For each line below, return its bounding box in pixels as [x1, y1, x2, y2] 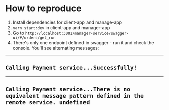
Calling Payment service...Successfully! [5, 64, 137, 71]
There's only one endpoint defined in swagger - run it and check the [12, 39, 154, 45]
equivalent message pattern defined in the [5, 92, 144, 100]
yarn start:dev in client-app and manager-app [12, 24, 110, 30]
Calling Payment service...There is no [5, 86, 131, 93]
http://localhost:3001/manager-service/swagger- [25, 31, 129, 36]
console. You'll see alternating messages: [12, 45, 99, 51]
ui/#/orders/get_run [12, 35, 56, 40]
